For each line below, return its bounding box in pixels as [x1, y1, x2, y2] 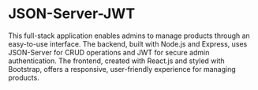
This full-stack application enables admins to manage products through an [8, 31, 250, 40]
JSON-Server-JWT [8, 5, 136, 23]
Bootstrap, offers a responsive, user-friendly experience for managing [8, 64, 236, 73]
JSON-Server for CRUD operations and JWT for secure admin [8, 47, 210, 57]
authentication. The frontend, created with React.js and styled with [8, 56, 225, 66]
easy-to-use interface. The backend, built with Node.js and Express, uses [8, 39, 248, 48]
